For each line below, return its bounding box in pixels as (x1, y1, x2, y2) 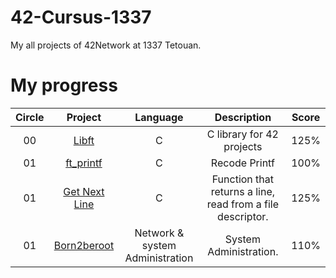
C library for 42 (206, 127, 279, 141)
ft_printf (65, 156, 103, 170)
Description (214, 110, 272, 124)
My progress (10, 74, 118, 97)
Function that (211, 172, 275, 186)
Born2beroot (53, 238, 115, 252)
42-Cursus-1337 (10, 6, 152, 29)
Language (134, 110, 184, 124)
